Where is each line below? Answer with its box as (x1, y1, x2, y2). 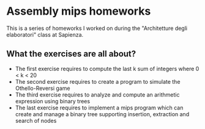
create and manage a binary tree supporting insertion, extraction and (15, 110, 190, 117)
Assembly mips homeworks (6, 4, 151, 18)
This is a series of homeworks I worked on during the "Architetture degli (6, 24, 188, 32)
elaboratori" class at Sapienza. (6, 31, 84, 38)
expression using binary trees (15, 97, 91, 105)
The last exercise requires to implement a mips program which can (15, 104, 184, 111)
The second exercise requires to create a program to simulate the (15, 78, 181, 85)
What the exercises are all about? (6, 49, 136, 59)
